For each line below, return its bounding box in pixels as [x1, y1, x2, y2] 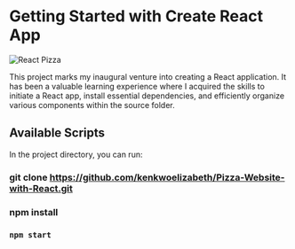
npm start [9, 230, 52, 240]
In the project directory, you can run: [9, 149, 143, 160]
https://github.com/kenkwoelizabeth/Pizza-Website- [49, 171, 285, 183]
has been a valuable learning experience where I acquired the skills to [9, 81, 265, 91]
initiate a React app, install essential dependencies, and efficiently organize [9, 90, 285, 101]
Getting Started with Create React [9, 6, 264, 27]
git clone [9, 171, 48, 183]
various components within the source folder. [9, 99, 175, 110]
